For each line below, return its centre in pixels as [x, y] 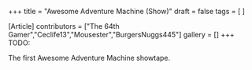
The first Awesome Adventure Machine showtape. [89, 58]
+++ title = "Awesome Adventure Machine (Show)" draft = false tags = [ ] [127, 11]
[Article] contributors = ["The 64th [64, 26]
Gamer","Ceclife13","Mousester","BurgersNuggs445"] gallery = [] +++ [121, 35]
